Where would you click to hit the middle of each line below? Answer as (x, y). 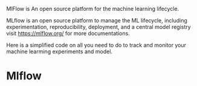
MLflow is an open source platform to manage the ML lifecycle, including (97, 20)
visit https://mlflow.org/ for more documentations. (68, 33)
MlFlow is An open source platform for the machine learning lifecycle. (93, 9)
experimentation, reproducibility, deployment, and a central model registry (99, 27)
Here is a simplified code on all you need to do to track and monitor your (96, 45)
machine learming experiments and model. (60, 51)
